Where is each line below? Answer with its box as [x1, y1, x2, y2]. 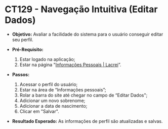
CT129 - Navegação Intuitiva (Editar [5, 4, 158, 15]
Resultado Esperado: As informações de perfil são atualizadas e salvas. [12, 118, 163, 124]
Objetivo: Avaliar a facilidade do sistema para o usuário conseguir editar [12, 31, 163, 37]
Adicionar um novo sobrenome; [19, 98, 86, 104]
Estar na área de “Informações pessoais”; [19, 86, 106, 92]
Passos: [12, 71, 30, 77]
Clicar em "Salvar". [19, 108, 59, 114]
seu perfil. [12, 37, 33, 43]
